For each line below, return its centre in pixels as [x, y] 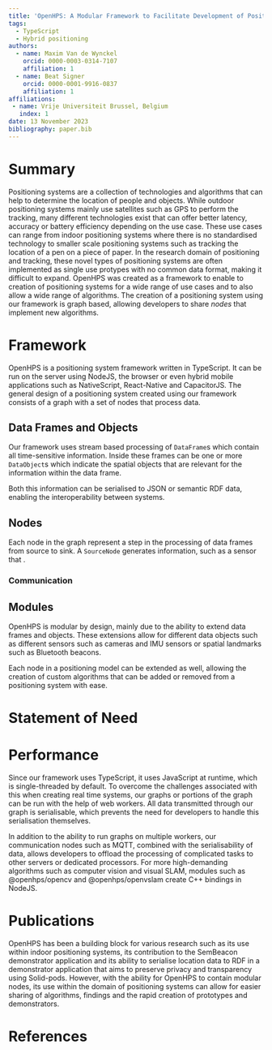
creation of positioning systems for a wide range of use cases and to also [131, 286]
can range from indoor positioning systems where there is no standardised [133, 235]
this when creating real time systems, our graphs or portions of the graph [131, 795]
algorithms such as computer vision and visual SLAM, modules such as [127, 871]
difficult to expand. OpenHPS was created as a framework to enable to [126, 278]
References [48, 1037]
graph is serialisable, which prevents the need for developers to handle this [134, 812]
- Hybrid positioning [52, 39]
